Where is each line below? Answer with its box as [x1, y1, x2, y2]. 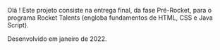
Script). [7, 21, 30, 29]
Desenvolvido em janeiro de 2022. [7, 35, 107, 43]
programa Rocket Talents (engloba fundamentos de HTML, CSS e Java [7, 13, 213, 22]
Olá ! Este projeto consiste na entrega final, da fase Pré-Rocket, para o [7, 6, 212, 14]
